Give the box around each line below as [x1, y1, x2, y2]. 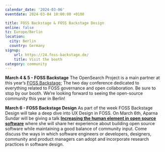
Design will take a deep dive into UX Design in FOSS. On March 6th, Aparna [5, 110, 158, 116]
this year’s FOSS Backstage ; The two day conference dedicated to [5, 80, 139, 86]
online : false [5, 25, 34, 30]
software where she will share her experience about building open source [5, 121, 155, 127]
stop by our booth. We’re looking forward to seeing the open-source [5, 90, 143, 96]
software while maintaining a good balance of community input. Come [5, 126, 147, 132]
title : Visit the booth [14, 57, 63, 62]
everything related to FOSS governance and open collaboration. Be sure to [5, 85, 156, 91]
